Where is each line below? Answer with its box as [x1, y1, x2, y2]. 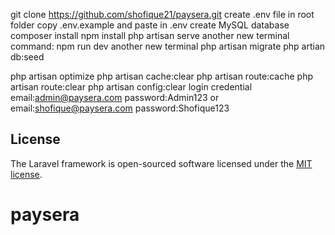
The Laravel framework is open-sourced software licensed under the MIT [10, 157, 313, 169]
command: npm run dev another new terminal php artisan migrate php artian [10, 40, 326, 52]
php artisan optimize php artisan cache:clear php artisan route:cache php [10, 70, 314, 82]
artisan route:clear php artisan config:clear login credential [10, 81, 253, 93]
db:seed [10, 51, 45, 63]
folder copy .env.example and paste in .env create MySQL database [10, 19, 290, 31]
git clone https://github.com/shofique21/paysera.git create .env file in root [10, 9, 315, 20]
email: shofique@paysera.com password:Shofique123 [10, 102, 230, 114]
